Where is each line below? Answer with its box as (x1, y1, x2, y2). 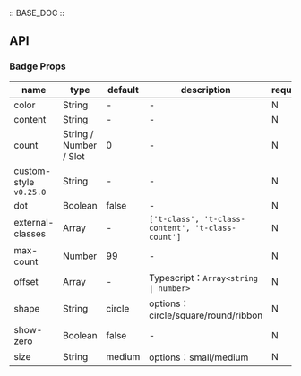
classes (13, 227, 47, 240)
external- (13, 216, 55, 228)
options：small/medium (149, 351, 249, 363)
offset (13, 275, 39, 287)
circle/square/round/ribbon (149, 309, 263, 321)
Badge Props (9, 60, 66, 73)
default (107, 83, 139, 96)
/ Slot (62, 150, 85, 162)
